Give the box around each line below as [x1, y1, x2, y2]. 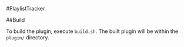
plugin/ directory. [6, 34, 49, 41]
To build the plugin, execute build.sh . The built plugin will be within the [6, 28, 179, 35]
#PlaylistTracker [6, 5, 45, 12]
